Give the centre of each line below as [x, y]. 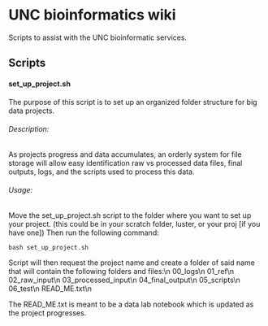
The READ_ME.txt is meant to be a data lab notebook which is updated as [131, 304]
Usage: [21, 190]
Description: [29, 129]
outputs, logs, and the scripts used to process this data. [102, 172]
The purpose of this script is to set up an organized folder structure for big [133, 102]
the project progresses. [48, 313]
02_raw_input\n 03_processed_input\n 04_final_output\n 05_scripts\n [125, 280]
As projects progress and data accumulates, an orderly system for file [125, 154]
